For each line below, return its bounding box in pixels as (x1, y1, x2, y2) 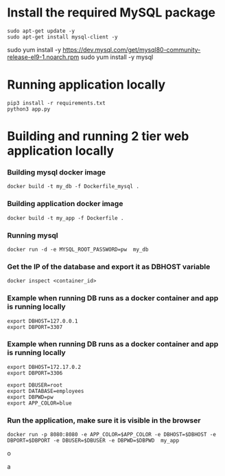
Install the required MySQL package (7, 5, 216, 21)
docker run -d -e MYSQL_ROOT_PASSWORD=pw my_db (7, 246, 149, 253)
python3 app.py (7, 105, 51, 113)
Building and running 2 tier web (7, 128, 189, 144)
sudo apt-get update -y (7, 27, 75, 34)
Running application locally (7, 77, 166, 93)
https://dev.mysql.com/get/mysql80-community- (62, 45, 201, 54)
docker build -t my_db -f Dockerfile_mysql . (7, 183, 139, 190)
